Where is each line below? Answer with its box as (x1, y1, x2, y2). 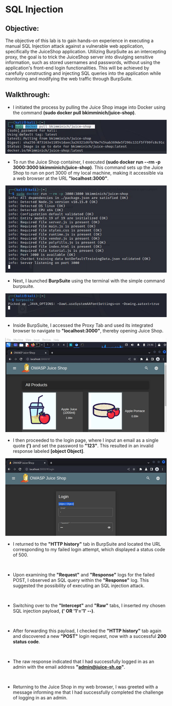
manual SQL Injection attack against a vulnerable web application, (5, 43, 144, 49)
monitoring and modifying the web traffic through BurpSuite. (5, 76, 133, 81)
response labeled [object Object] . (12, 448, 85, 454)
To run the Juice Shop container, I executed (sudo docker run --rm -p (12, 159, 161, 165)
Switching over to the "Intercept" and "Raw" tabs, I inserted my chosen (12, 602, 166, 608)
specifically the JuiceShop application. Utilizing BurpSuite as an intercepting (5, 49, 166, 54)
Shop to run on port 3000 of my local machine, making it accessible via (12, 170, 164, 176)
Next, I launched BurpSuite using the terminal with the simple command (12, 278, 165, 284)
